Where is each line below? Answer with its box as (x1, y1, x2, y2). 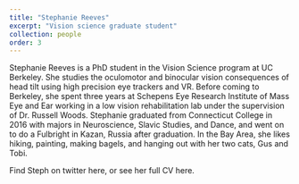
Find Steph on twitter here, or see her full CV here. (9, 165, 195, 176)
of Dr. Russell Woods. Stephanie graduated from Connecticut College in (9, 110, 273, 121)
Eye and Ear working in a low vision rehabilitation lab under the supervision (9, 100, 286, 112)
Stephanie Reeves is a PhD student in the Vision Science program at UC (9, 63, 274, 73)
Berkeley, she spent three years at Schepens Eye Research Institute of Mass (9, 91, 290, 102)
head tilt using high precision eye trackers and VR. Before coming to (9, 81, 260, 92)
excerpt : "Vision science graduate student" (9, 21, 178, 30)
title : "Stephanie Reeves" (9, 13, 110, 22)
